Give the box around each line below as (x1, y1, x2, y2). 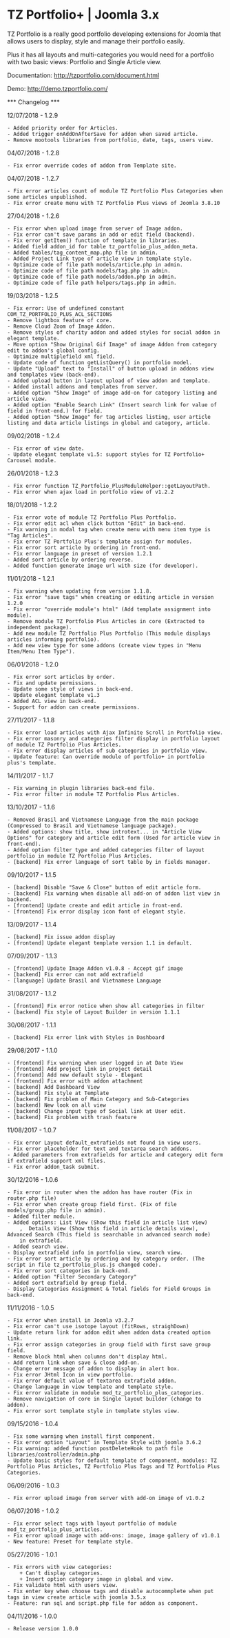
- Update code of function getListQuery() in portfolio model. (7, 359, 193, 366)
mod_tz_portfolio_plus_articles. (7, 1526, 103, 1533)
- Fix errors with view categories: (7, 1563, 112, 1570)
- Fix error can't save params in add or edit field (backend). (7, 231, 196, 238)
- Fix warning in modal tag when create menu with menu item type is (7, 526, 211, 533)
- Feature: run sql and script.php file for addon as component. (7, 1599, 198, 1607)
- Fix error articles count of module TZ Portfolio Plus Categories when (7, 187, 224, 195)
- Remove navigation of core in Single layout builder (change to (7, 1395, 202, 1402)
